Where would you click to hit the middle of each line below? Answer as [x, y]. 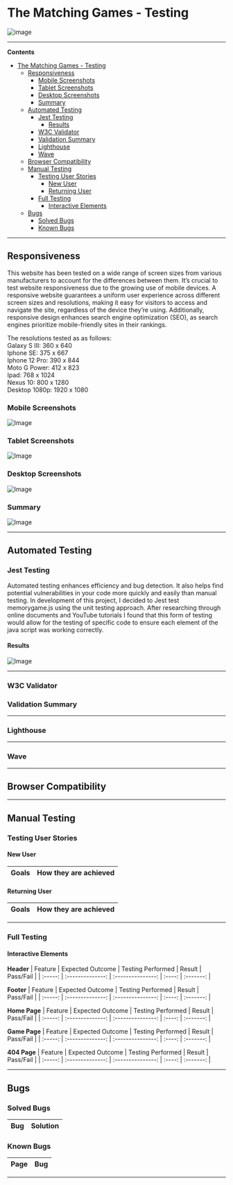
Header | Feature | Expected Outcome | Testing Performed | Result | [104, 969]
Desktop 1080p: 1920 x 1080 [48, 390]
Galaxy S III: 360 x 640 [40, 345]
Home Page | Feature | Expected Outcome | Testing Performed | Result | [110, 1011]
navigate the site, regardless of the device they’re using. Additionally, [106, 310]
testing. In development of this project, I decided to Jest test [93, 600]
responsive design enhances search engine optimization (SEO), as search [113, 317]
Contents [21, 52]
